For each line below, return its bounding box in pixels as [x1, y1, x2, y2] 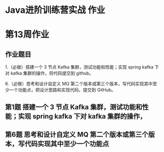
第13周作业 [5, 29, 49, 40]
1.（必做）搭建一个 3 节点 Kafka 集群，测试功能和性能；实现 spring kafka [5, 64, 154, 70]
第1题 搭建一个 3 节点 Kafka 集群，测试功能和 [5, 103, 142, 111]
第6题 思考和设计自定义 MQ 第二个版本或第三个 [5, 130, 149, 139]
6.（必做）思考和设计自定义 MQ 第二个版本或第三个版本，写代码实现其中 [5, 81, 153, 87]
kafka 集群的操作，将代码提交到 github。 [10, 70, 94, 76]
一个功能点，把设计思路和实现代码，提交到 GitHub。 [9, 87, 116, 93]
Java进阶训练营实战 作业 [5, 4, 105, 16]
